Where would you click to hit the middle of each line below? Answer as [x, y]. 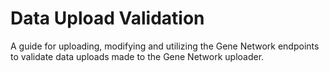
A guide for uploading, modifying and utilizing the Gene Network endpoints [165, 46]
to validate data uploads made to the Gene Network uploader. [137, 56]
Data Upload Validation [107, 18]
